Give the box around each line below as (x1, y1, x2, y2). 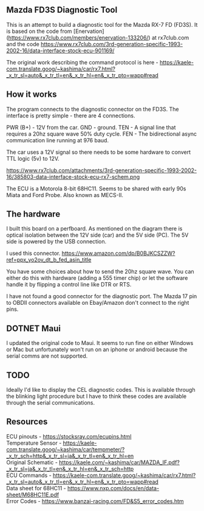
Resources (6, 417, 48, 427)
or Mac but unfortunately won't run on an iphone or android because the (6, 346, 188, 353)
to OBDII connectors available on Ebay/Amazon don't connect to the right (6, 299, 189, 307)
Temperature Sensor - (6, 439, 62, 447)
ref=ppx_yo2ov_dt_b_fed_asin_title (6, 256, 92, 263)
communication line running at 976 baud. (6, 136, 109, 144)
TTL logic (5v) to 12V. (6, 155, 59, 162)
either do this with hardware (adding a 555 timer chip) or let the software (6, 274, 188, 282)
